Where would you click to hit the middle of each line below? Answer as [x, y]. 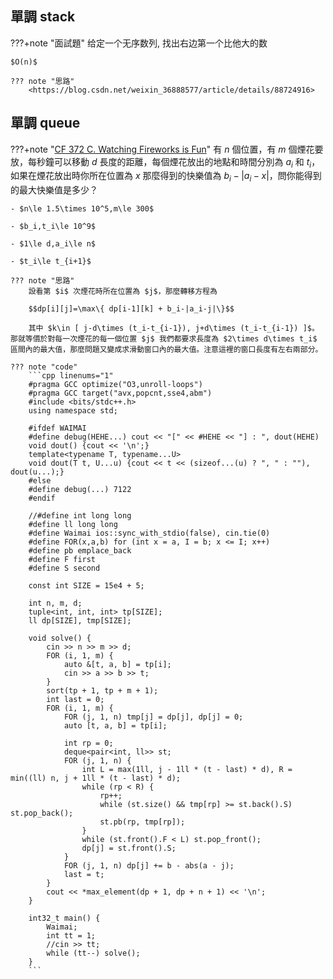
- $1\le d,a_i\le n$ [53, 244]
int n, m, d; [55, 603]
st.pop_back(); [42, 813]
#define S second [64, 568]
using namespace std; [73, 411]
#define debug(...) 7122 [80, 490]
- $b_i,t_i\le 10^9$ [53, 227]
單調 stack [43, 17]
